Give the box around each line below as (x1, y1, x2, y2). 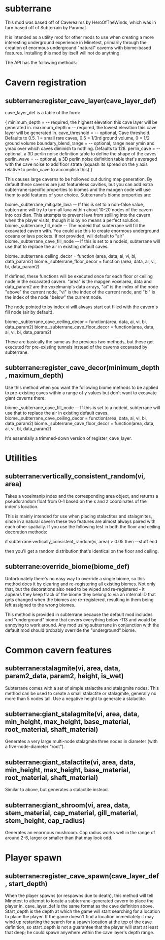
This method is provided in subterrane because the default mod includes (5, 611, 153, 617)
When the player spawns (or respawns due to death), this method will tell (5, 893, 154, 898)
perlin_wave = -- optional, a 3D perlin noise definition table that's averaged (5, 156, 158, 162)
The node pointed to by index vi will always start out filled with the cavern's (5, 304, 158, 310)
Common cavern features (5, 644, 112, 656)
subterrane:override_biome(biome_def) (5, 563, 130, 571)
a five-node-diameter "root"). (5, 744, 65, 750)
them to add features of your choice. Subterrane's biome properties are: (5, 191, 152, 198)
